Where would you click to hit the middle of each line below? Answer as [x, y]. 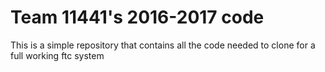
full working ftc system [57, 55]
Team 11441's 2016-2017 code [137, 17]
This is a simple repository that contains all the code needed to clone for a [163, 45]
